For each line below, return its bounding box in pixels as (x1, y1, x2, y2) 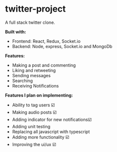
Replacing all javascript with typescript (12, 129, 90, 135)
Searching (12, 78, 33, 84)
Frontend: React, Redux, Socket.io (12, 38, 81, 44)
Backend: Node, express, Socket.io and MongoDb (12, 43, 113, 49)
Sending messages (12, 72, 51, 78)
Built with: (5, 29, 26, 34)
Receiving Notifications (12, 83, 59, 88)
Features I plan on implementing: (5, 92, 73, 98)
